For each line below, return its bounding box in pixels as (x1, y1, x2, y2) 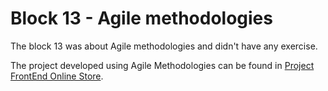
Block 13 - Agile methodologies (10, 7, 273, 30)
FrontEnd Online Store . (10, 70, 104, 82)
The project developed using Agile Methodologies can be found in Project (10, 59, 315, 71)
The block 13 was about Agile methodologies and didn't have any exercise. (10, 40, 318, 52)
